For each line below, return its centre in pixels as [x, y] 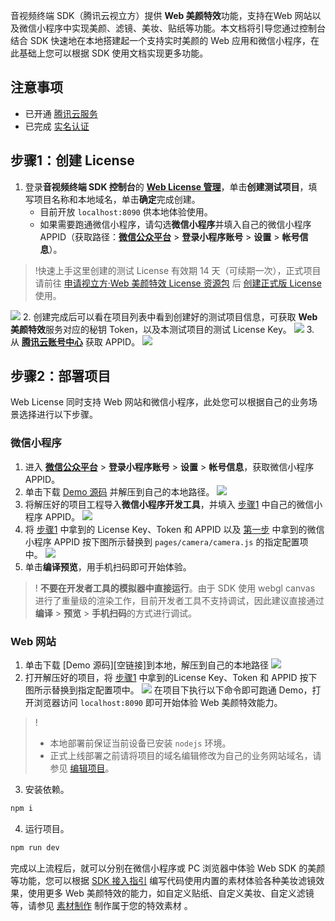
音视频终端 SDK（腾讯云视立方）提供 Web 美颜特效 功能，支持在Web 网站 [161, 15]
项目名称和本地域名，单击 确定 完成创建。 [117, 199]
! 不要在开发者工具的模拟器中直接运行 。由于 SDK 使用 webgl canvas [175, 588]
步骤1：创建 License [72, 160]
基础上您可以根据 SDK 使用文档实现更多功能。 [113, 53]
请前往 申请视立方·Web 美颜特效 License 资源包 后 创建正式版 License [178, 283]
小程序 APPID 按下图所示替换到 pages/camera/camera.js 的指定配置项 [166, 541]
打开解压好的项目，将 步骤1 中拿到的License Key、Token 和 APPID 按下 [171, 678]
